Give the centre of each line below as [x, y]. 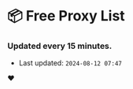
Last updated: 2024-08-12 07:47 [70, 63]
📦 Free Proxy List [66, 16]
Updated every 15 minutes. [60, 46]
